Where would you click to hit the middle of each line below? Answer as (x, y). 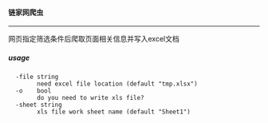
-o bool (33, 91)
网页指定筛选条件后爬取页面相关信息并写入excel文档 (94, 39)
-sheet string (39, 105)
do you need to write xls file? (91, 98)
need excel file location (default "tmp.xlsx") (117, 84)
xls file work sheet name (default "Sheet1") (114, 112)
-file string (37, 77)
